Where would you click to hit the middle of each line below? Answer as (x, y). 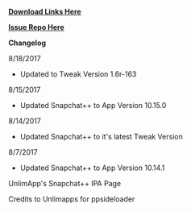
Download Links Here (45, 12)
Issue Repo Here (36, 27)
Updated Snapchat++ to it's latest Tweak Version (101, 137)
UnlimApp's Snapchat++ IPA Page (65, 183)
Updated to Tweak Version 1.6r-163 (78, 74)
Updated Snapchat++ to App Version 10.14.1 (92, 168)
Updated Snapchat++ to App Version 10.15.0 (93, 105)
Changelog (27, 43)
